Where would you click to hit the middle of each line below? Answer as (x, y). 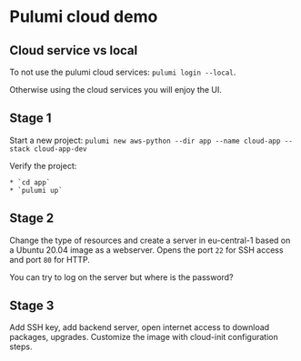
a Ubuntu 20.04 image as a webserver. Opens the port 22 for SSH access (146, 250)
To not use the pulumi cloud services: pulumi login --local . (123, 72)
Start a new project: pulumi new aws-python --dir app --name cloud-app (145, 140)
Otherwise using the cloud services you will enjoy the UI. (116, 90)
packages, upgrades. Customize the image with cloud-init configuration (144, 337)
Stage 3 (32, 306)
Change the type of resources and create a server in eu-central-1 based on (150, 240)
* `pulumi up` (36, 190)
